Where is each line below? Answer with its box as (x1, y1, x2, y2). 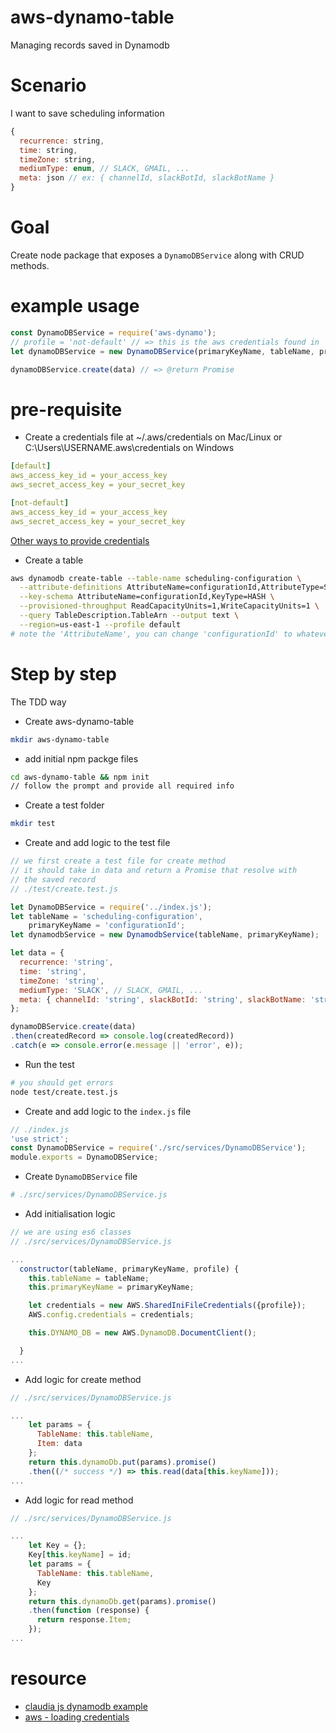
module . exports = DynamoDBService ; (10, 1152, 159, 1163)
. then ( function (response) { (28, 1606, 150, 1616)
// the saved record (10, 874, 97, 885)
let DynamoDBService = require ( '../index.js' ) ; (10, 902, 213, 912)
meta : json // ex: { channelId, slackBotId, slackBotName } (19, 173, 275, 183)
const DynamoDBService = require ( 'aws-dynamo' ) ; (10, 327, 217, 338)
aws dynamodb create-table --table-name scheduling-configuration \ (10, 573, 302, 583)
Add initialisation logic (24, 1208, 116, 1220)
